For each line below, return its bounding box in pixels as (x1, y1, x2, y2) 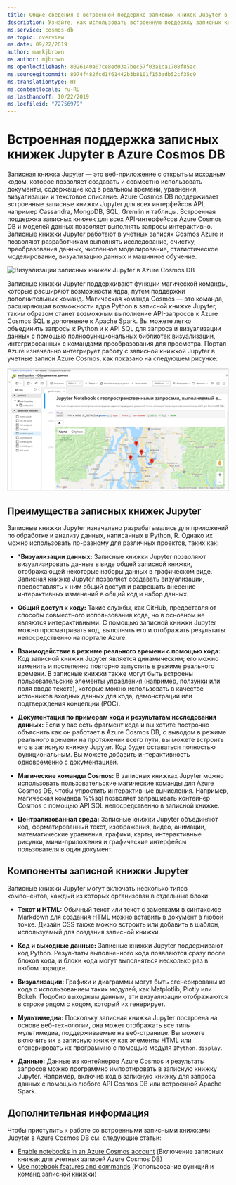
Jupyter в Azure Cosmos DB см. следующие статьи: (7, 1134, 162, 1142)
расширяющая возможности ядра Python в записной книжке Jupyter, (7, 302, 217, 311)
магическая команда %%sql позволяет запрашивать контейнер (17, 794, 211, 802)
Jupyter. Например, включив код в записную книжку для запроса (17, 1072, 216, 1080)
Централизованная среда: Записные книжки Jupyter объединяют (17, 815, 218, 823)
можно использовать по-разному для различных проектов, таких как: (7, 539, 219, 547)
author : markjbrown (7, 49, 65, 56)
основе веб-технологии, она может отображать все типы (17, 1021, 191, 1029)
